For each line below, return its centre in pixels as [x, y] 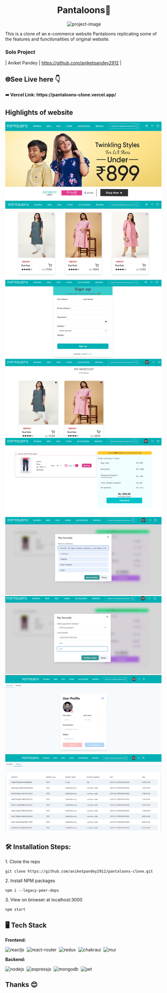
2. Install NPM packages [30, 880]
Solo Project [20, 52]
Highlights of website [39, 112]
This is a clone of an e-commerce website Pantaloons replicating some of [81, 33]
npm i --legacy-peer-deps [32, 890]
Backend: [15, 959]
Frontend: [16, 940]
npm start [15, 909]
